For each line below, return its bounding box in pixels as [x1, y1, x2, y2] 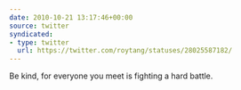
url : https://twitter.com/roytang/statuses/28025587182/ [17, 46, 233, 55]
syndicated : [9, 29, 53, 38]
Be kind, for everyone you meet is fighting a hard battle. [9, 70, 213, 81]
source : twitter [9, 21, 69, 30]
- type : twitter [9, 37, 69, 47]
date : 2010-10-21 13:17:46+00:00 [9, 12, 133, 22]
